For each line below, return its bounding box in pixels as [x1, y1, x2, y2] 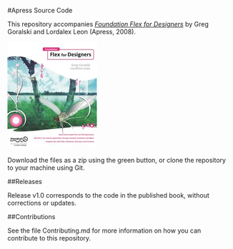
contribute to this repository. [7, 234, 91, 242]
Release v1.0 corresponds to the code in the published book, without [7, 191, 209, 199]
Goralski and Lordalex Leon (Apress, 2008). [7, 28, 136, 36]
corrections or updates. [7, 199, 76, 207]
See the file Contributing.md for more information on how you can [7, 226, 202, 235]
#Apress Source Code [7, 6, 73, 14]
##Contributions [7, 213, 56, 220]
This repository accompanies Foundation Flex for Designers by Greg [7, 20, 209, 28]
